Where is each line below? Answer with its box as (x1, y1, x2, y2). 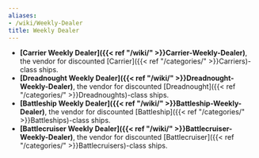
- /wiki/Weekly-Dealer (8, 19, 83, 27)
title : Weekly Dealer (8, 26, 80, 34)
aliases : (8, 11, 37, 20)
